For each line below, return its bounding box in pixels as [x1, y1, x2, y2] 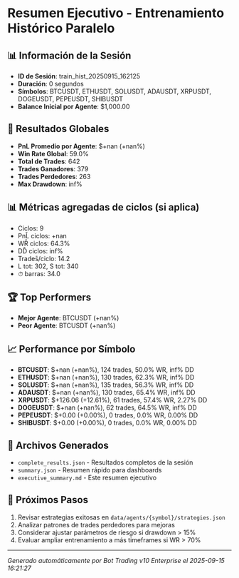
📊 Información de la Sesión [7, 49, 132, 61]
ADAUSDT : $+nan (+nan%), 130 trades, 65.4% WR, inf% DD [17, 388, 196, 397]
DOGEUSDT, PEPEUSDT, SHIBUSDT [17, 95, 123, 103]
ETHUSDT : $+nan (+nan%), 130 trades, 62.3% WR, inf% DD [17, 373, 195, 382]
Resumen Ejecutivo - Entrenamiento [7, 5, 225, 21]
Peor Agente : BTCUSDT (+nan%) [17, 321, 116, 330]
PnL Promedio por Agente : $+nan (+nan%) [17, 141, 146, 151]
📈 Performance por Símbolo [7, 343, 136, 355]
